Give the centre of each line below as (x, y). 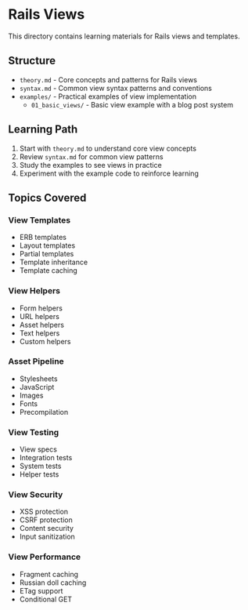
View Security (36, 495)
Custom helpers (45, 341)
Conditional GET (46, 599)
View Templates (40, 220)
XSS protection (44, 512)
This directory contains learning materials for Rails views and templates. (124, 36)
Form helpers (41, 308)
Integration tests (46, 458)
